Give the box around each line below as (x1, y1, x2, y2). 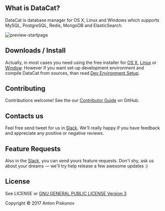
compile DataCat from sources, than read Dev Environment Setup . (5, 70, 140, 76)
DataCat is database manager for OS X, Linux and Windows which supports (5, 17, 160, 23)
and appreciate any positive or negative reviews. (5, 130, 104, 136)
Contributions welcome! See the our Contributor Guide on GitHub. (5, 98, 140, 104)
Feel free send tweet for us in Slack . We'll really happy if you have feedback (5, 125, 160, 131)
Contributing (5, 84, 46, 93)
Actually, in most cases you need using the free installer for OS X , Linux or (5, 59, 157, 65)
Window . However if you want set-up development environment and (5, 64, 144, 71)
